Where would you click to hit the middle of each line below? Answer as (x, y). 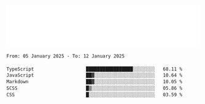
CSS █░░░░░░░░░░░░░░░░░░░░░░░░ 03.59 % (95, 95)
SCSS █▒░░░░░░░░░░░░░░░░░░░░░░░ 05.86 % (95, 88)
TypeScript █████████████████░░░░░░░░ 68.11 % (95, 69)
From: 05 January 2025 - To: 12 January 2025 (65, 56)
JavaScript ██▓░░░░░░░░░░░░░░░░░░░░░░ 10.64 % (95, 75)
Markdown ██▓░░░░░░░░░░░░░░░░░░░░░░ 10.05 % (95, 82)
